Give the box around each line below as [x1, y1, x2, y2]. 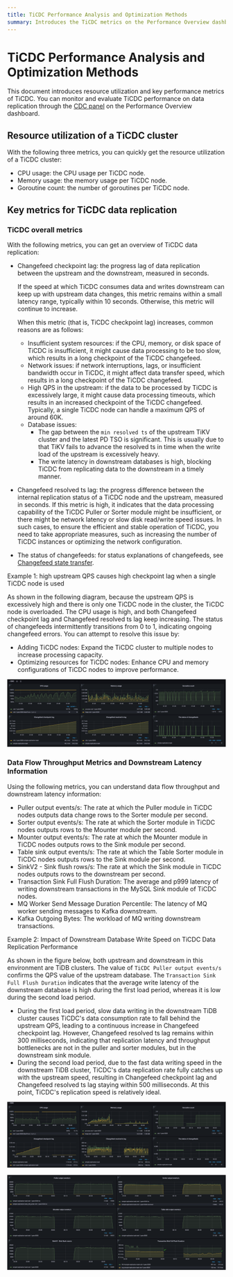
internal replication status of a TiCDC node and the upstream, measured [17, 493, 223, 501]
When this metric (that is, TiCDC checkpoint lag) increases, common [17, 318, 214, 327]
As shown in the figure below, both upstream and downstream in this [7, 956, 203, 964]
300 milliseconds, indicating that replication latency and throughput [17, 1036, 210, 1044]
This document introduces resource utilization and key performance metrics [7, 87, 225, 95]
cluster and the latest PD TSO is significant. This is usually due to [37, 435, 224, 444]
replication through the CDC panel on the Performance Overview [7, 102, 193, 111]
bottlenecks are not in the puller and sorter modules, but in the [17, 1043, 196, 1051]
